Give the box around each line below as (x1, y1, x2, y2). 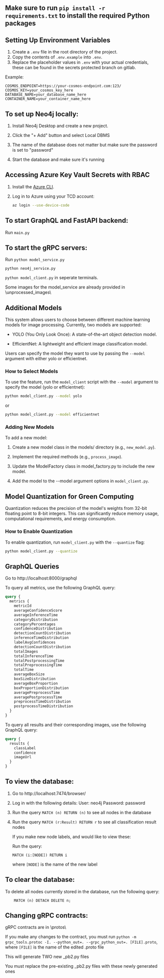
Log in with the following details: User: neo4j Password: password (12, 800, 145, 806)
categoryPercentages (14, 622, 56, 627)
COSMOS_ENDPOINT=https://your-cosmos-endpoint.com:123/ (5, 83, 121, 89)
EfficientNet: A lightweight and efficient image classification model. (12, 341, 148, 347)
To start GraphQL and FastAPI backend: (5, 216, 129, 225)
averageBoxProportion (14, 681, 58, 686)
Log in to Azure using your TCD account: (12, 193, 94, 199)
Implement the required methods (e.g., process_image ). (12, 454, 122, 460)
